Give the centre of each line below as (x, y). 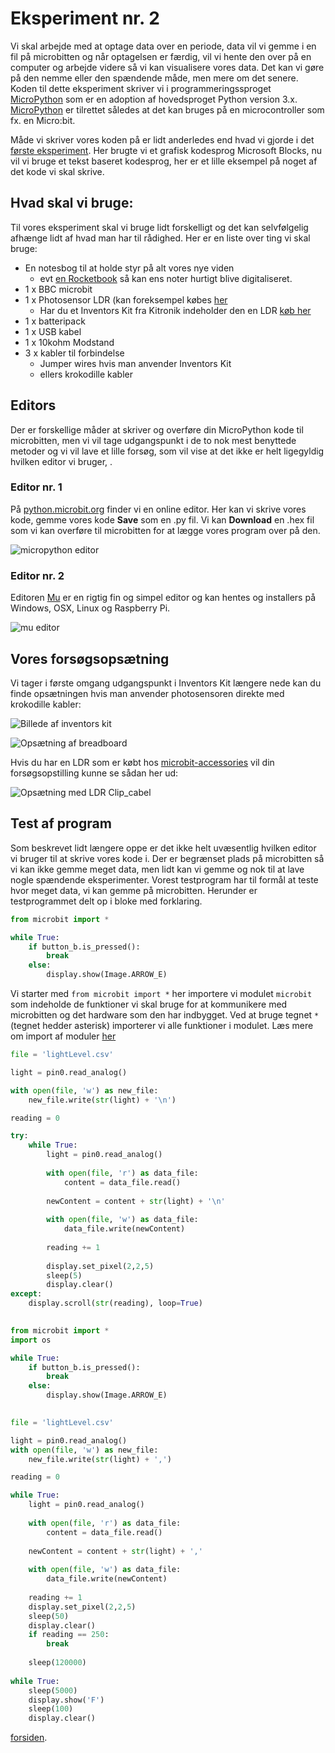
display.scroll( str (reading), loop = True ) (115, 1303)
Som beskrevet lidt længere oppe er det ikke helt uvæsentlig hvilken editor (163, 848)
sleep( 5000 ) (53, 1690)
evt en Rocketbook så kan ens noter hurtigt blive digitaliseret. (166, 278)
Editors (33, 405)
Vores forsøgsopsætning (90, 658)
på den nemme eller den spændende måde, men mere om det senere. (154, 78)
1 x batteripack (55, 321)
